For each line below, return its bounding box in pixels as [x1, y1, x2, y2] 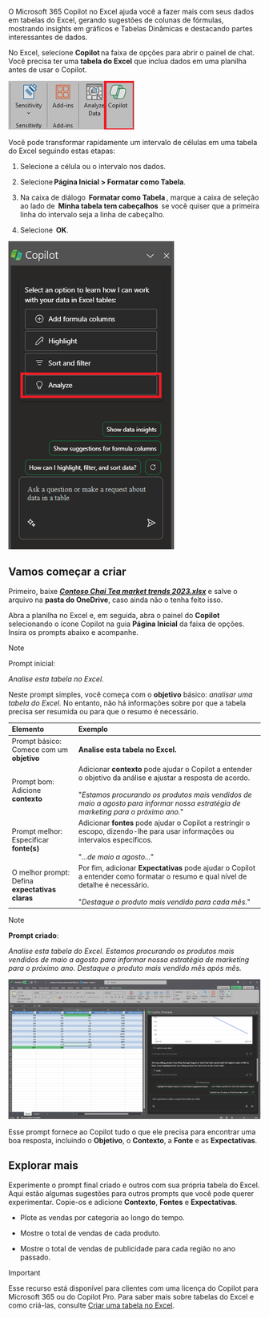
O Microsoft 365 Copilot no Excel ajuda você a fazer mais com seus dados [8, 7, 255, 16]
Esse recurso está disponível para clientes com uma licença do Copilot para [8, 1283, 259, 1293]
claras [11, 893, 34, 903]
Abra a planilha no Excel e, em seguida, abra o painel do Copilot [8, 610, 220, 620]
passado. [19, 1252, 51, 1262]
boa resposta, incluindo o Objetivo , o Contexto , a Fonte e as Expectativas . [8, 1135, 258, 1145]
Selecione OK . [19, 225, 70, 235]
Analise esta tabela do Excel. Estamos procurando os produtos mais [8, 946, 235, 956]
